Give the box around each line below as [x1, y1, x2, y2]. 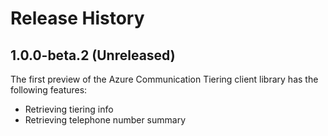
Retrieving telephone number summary [24, 114, 187, 126]
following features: [10, 84, 88, 96]
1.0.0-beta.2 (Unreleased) [10, 47, 176, 64]
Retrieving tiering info [24, 103, 114, 115]
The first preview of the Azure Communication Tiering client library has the [10, 73, 319, 85]
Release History [10, 7, 145, 30]
